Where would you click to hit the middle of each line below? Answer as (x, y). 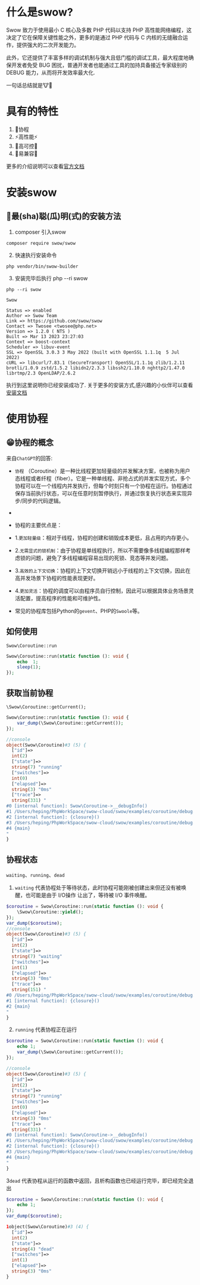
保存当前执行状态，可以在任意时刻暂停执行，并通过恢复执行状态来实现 (101, 493)
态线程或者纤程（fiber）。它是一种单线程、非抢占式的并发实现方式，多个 (103, 478)
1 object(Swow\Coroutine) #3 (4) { (48, 1227)
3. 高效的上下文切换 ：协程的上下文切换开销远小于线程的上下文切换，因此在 (103, 571)
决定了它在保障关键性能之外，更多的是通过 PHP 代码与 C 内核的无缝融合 (95, 37)
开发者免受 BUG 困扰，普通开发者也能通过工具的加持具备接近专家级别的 (99, 65)
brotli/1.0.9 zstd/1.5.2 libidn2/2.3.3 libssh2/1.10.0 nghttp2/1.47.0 (96, 368)
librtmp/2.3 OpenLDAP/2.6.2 (41, 373)
